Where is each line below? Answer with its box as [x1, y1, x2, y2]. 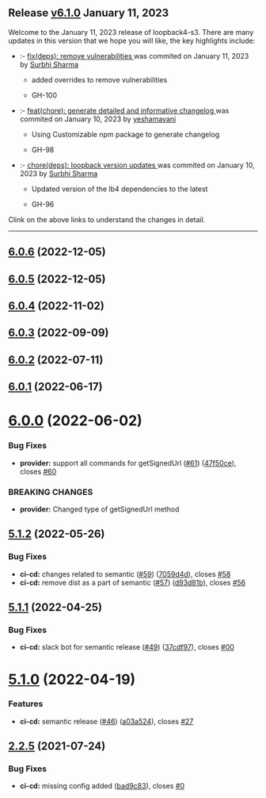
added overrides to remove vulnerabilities [31, 75, 168, 84]
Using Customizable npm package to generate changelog [31, 129, 220, 139]
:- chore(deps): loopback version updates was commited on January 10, [19, 160, 255, 170]
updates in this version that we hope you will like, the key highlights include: [8, 36, 256, 45]
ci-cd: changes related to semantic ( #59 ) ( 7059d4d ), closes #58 [19, 569, 231, 578]
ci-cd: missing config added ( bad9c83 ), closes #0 [19, 781, 184, 791]
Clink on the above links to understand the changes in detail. [8, 214, 206, 224]
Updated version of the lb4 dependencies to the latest [31, 184, 208, 194]
